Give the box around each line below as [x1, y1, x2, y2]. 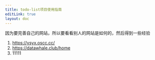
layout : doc [5, 16, 29, 21]
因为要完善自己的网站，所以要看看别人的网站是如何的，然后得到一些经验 [5, 30, 150, 36]
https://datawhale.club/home [12, 45, 71, 51]
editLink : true [5, 12, 36, 17]
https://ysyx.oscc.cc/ [12, 40, 55, 46]
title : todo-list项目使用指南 [5, 7, 62, 12]
